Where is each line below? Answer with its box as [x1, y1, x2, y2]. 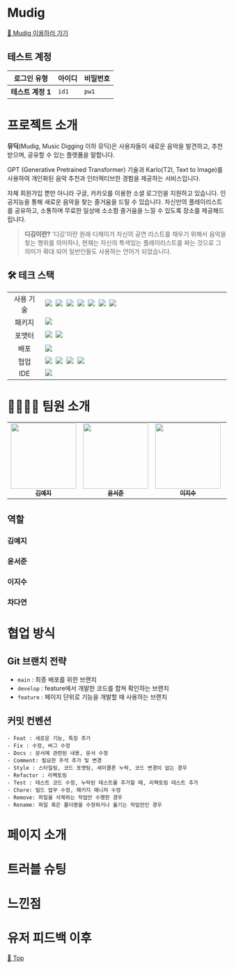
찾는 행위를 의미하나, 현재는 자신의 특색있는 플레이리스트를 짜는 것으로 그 [24, 238, 221, 246]
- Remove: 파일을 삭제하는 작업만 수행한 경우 [7, 794, 123, 801]
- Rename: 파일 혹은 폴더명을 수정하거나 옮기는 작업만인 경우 [7, 802, 162, 809]
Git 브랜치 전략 [7, 656, 67, 668]
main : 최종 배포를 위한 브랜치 [17, 675, 97, 684]
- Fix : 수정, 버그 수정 [7, 743, 71, 750]
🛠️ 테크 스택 [7, 269, 54, 281]
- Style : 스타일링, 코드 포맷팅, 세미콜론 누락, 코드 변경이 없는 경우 [7, 764, 187, 772]
